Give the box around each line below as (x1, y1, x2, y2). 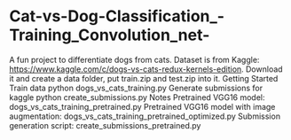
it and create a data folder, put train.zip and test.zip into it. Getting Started (9, 73, 279, 83)
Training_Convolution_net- (9, 25, 210, 45)
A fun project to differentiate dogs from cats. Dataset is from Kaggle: (9, 54, 260, 65)
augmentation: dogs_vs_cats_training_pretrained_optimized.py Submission (9, 111, 281, 121)
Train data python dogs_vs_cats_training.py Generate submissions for (9, 82, 263, 93)
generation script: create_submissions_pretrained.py (9, 120, 201, 130)
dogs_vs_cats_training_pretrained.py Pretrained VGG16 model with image (9, 101, 276, 112)
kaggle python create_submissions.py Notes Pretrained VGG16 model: (9, 91, 265, 103)
